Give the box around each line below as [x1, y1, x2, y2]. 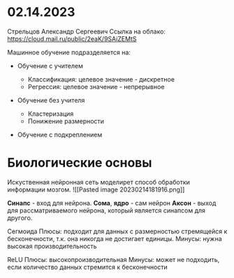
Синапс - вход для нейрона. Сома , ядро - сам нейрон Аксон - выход [7, 199, 217, 207]
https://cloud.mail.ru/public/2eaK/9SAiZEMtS [7, 34, 138, 43]
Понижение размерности [27, 116, 105, 125]
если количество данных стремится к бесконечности [7, 263, 168, 271]
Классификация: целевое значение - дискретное [27, 75, 175, 84]
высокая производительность [7, 242, 97, 250]
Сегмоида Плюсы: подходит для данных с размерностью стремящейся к [7, 227, 228, 235]
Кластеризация [27, 109, 74, 118]
